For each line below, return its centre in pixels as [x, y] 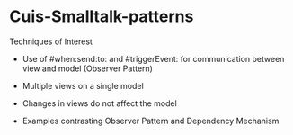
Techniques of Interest [51, 41]
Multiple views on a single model [83, 85]
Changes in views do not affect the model [99, 103]
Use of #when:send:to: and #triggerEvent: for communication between [153, 58]
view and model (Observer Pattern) [87, 68]
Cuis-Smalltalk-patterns [102, 17]
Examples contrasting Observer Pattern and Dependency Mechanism [151, 121]
